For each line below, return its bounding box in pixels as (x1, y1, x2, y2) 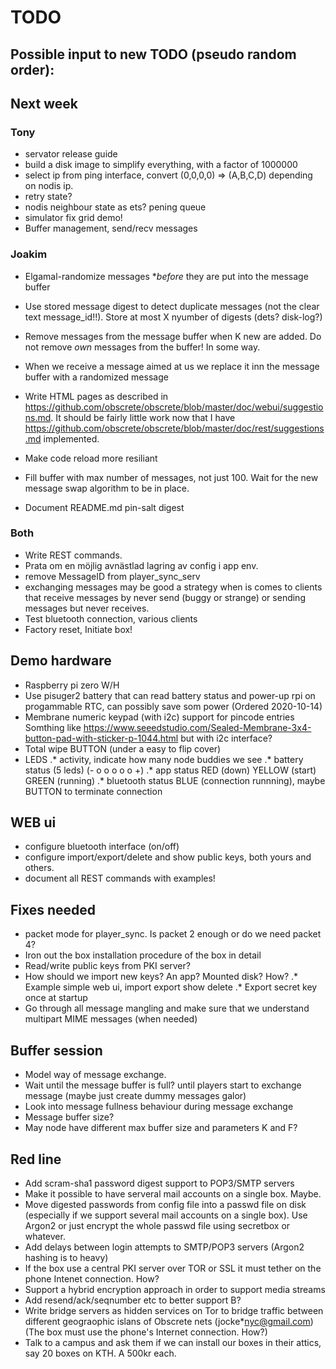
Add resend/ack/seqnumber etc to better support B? (24, 1294, 242, 1306)
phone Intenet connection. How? (24, 1272, 160, 1285)
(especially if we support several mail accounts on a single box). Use (24, 1209, 308, 1221)
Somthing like (24, 721, 82, 733)
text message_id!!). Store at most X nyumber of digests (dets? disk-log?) (24, 311, 323, 323)
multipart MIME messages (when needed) (24, 1013, 198, 1025)
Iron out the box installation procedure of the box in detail (24, 949, 262, 961)
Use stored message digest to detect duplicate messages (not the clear (24, 300, 320, 312)
